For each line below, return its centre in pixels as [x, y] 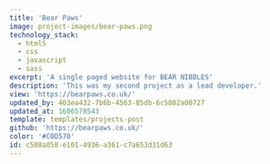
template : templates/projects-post [77, 119]
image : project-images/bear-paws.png [81, 26]
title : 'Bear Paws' [46, 18]
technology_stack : [44, 35]
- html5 [32, 43]
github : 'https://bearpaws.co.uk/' [77, 128]
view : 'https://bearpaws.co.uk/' [73, 94]
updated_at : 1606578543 [55, 111]
